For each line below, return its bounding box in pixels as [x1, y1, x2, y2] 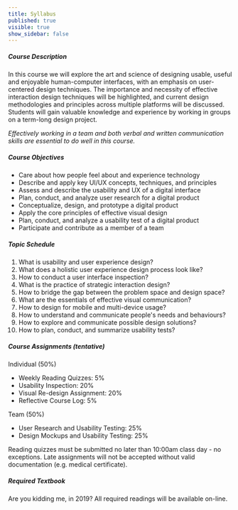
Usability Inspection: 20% [18, 381, 94, 390]
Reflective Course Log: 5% [18, 396, 97, 405]
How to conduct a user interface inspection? [18, 273, 148, 281]
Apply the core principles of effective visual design [18, 209, 168, 217]
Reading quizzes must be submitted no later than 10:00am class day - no [8, 445, 222, 454]
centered [8, 85, 35, 94]
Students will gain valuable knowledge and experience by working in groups [8, 108, 231, 116]
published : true [8, 17, 56, 24]
